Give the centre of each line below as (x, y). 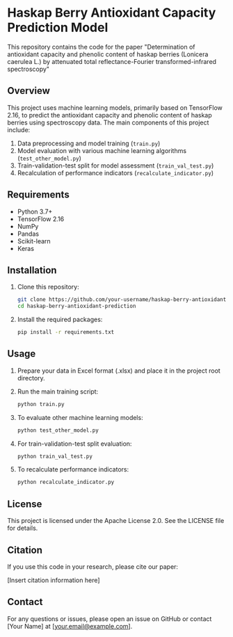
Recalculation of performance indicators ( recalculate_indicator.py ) (115, 172)
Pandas (28, 234)
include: (19, 129)
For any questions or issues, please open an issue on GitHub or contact (110, 619)
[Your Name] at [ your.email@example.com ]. (70, 626)
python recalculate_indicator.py (66, 482)
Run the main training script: (58, 392)
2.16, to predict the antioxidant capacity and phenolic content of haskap (110, 115)
